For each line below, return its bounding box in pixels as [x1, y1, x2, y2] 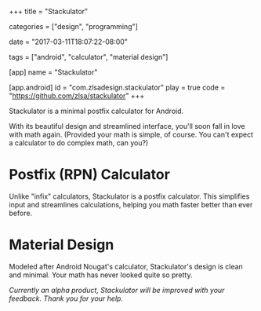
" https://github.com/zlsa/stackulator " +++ [9, 91, 145, 101]
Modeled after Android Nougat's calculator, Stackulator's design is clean [9, 262, 244, 271]
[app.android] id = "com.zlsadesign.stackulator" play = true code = [9, 82, 226, 92]
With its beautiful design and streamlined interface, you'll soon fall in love [9, 122, 245, 130]
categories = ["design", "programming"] [9, 22, 138, 31]
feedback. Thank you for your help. [9, 294, 124, 303]
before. [9, 208, 33, 218]
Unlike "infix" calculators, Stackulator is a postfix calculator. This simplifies [9, 192, 250, 201]
